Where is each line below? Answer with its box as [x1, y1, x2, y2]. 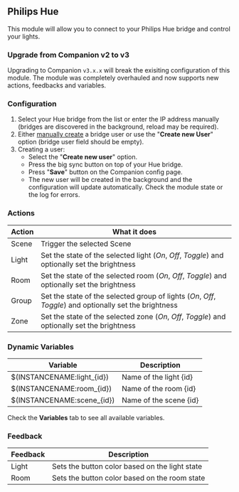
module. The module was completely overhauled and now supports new [7, 74, 219, 82]
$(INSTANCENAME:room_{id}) [11, 384, 112, 393]
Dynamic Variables [7, 341, 75, 351]
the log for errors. [28, 191, 80, 199]
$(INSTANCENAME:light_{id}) [11, 373, 109, 382]
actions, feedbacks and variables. [7, 81, 107, 90]
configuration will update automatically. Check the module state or [28, 183, 223, 191]
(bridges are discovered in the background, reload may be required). [17, 122, 219, 131]
